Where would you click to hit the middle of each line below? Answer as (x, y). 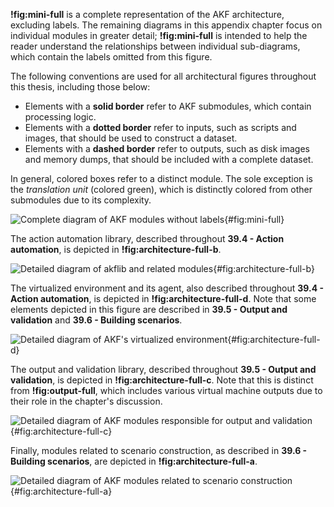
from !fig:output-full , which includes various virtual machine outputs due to (166, 390)
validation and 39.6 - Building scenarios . (96, 320)
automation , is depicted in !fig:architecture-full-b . (116, 249)
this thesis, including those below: (80, 87)
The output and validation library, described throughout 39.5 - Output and (163, 369)
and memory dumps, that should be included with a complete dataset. (169, 159)
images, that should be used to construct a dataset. (131, 138)
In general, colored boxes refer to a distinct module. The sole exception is (162, 178)
